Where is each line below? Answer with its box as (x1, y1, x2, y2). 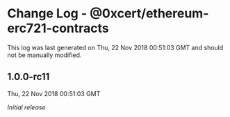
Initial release (7, 103, 46, 111)
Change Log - (7, 6, 88, 22)
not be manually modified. (7, 51, 82, 59)
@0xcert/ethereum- (89, 6, 209, 22)
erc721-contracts (7, 20, 109, 36)
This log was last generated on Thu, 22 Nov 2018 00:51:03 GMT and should (7, 43, 224, 52)
